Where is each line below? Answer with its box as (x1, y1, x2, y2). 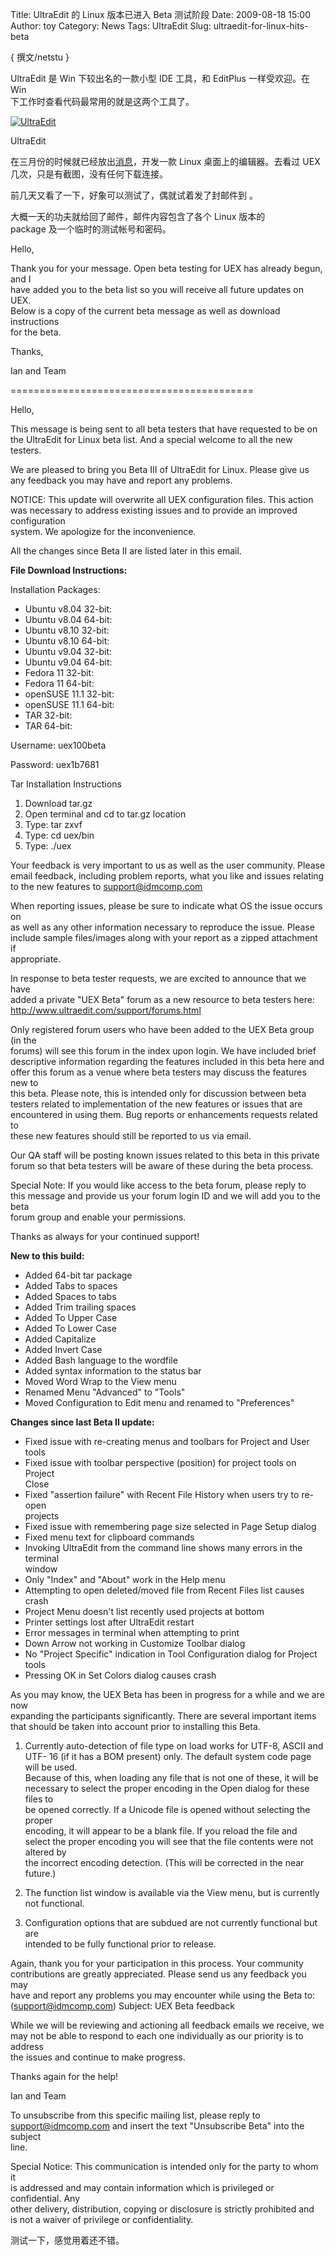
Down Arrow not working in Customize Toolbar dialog (24, 1638, 246, 1649)
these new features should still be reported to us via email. (10, 1130, 252, 1142)
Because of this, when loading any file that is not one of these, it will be (24, 1772, 319, 1783)
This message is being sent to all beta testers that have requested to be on (10, 423, 318, 435)
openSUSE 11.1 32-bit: (24, 688, 115, 700)
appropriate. (10, 953, 62, 965)
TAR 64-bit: (24, 720, 73, 732)
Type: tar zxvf (24, 819, 83, 830)
